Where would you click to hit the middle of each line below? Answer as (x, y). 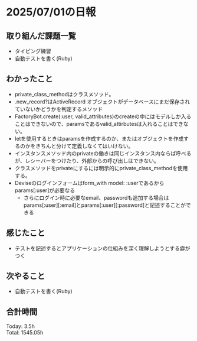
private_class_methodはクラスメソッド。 (64, 94)
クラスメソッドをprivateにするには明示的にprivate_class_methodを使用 (101, 168)
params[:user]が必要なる (45, 190)
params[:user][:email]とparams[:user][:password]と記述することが (105, 205)
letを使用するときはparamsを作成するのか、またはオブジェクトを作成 (99, 138)
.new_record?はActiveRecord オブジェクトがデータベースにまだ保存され (102, 102)
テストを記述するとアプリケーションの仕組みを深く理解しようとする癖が (102, 248)
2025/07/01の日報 (51, 12)
